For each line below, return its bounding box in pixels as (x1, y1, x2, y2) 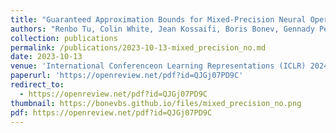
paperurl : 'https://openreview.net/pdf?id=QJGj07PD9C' (10, 71, 244, 81)
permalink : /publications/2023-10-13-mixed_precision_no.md (10, 42, 267, 53)
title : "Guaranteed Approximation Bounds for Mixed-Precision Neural (10, 14, 307, 25)
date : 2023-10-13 (10, 52, 83, 62)
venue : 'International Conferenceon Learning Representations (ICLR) (10, 61, 307, 71)
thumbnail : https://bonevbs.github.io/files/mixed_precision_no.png (10, 98, 302, 108)
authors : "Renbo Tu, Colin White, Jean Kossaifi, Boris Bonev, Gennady (10, 24, 315, 34)
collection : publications (10, 33, 118, 43)
